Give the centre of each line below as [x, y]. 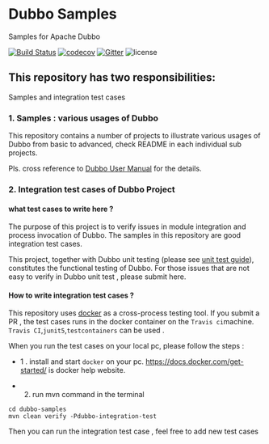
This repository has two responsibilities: [112, 78]
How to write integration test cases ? [71, 295]
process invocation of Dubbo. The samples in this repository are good [124, 235]
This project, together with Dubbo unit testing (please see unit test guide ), [131, 260]
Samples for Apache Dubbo [55, 36]
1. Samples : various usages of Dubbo [84, 118]
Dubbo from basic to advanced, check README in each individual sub [125, 144]
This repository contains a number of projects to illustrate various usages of [134, 136]
